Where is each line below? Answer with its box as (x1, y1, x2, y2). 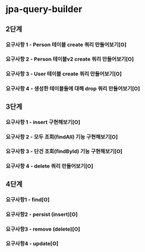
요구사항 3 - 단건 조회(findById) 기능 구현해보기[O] (6, 148, 122, 155)
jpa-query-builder (6, 4, 82, 15)
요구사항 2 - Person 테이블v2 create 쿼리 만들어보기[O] (6, 56, 134, 63)
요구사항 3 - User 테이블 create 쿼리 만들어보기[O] (6, 70, 122, 77)
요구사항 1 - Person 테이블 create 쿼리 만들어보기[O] (6, 41, 127, 48)
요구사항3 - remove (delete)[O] (6, 225, 80, 232)
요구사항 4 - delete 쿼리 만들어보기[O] (6, 163, 93, 170)
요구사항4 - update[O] (6, 240, 59, 247)
